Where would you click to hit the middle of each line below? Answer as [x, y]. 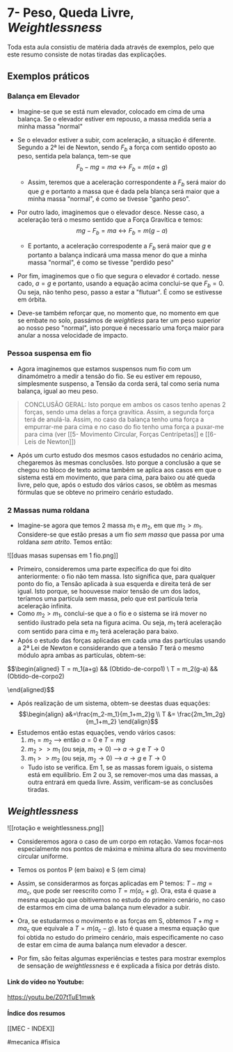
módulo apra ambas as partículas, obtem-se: [81, 655]
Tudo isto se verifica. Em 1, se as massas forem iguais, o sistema [120, 767]
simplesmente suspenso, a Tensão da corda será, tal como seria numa [118, 383]
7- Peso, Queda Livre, [71, 13]
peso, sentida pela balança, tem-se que [74, 156]
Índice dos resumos [37, 1013]
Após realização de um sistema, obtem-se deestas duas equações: [114, 703]
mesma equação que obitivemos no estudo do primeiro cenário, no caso [121, 900]
